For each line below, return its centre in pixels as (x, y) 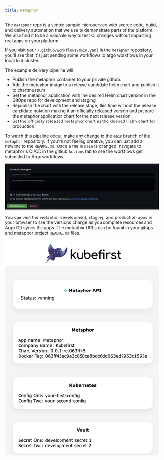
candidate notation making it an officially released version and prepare (83, 111)
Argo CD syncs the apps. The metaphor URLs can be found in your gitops (79, 228)
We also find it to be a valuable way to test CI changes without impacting (78, 35)
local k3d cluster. (22, 60)
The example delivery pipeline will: (40, 70)
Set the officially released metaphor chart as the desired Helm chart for (84, 121)
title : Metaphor (21, 10)
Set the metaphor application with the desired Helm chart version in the (84, 95)
